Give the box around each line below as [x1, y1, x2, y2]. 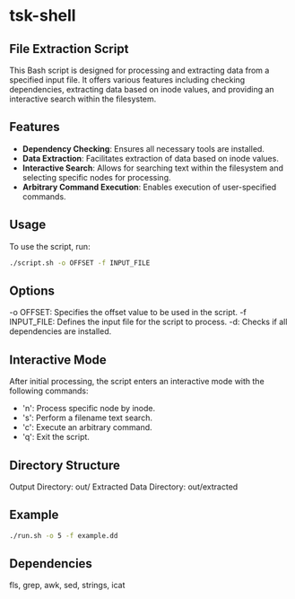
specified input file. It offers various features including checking [9, 75, 246, 85]
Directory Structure [9, 457, 121, 472]
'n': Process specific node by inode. [22, 403, 155, 414]
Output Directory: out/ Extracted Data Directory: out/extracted [9, 481, 239, 492]
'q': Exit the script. [22, 432, 90, 443]
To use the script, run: [9, 241, 91, 251]
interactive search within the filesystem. [9, 93, 157, 104]
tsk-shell [9, 5, 76, 26]
